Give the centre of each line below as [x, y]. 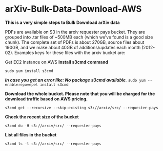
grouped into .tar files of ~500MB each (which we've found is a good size [79, 37]
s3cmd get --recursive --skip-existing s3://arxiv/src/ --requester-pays [82, 108]
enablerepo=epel [21, 85]
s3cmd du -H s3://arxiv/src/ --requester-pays [53, 126]
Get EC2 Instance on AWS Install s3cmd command [57, 62]
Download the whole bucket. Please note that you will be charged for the [80, 94]
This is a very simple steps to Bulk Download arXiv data [62, 22]
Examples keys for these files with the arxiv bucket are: [70, 53]
